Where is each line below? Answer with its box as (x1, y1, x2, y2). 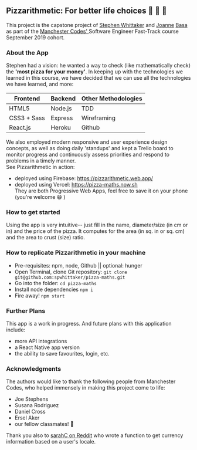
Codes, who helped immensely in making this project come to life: (6, 384, 165, 391)
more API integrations (14, 338, 67, 344)
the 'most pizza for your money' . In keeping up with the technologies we (6, 68, 184, 75)
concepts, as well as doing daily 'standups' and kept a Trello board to (6, 145, 174, 152)
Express (50, 114, 73, 122)
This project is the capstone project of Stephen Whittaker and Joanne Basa (6, 21, 188, 28)
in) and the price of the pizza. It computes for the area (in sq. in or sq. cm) (6, 228, 185, 235)
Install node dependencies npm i (14, 286, 94, 293)
